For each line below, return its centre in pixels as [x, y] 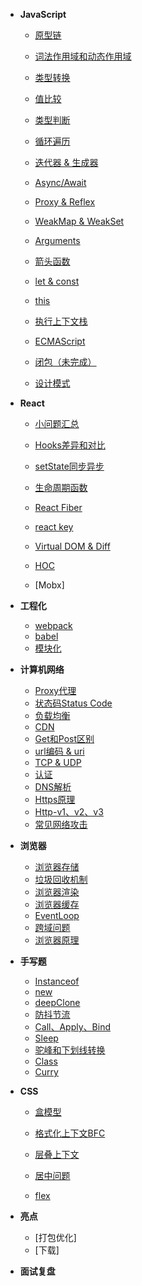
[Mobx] [49, 585]
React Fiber [58, 507]
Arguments [57, 240]
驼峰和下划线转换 [70, 1050]
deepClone [57, 1002]
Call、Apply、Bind [72, 1027]
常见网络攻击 [61, 824]
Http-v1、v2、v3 [69, 812]
